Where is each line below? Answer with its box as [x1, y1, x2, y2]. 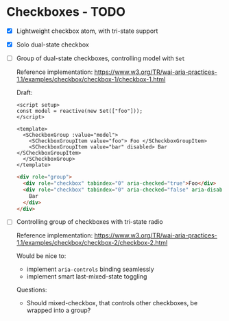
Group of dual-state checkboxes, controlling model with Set [16, 54, 186, 62]
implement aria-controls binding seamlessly [26, 265, 155, 274]
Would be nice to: [16, 252, 67, 260]
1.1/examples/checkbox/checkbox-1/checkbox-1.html [16, 75, 166, 84]
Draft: [16, 88, 33, 97]
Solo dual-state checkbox [16, 40, 90, 49]
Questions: [16, 285, 47, 294]
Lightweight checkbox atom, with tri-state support [16, 27, 158, 35]
